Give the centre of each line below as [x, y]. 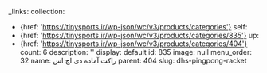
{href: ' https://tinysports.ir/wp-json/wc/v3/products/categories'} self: [133, 27]
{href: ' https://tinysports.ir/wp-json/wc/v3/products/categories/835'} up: [139, 35]
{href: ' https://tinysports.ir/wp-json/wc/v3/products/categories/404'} [133, 44]
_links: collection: [37, 12]
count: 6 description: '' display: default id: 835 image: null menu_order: [136, 52]
